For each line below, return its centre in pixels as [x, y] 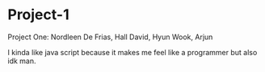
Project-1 [38, 15]
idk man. [22, 61]
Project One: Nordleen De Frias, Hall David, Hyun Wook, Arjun [110, 37]
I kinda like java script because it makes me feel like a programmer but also [132, 52]
